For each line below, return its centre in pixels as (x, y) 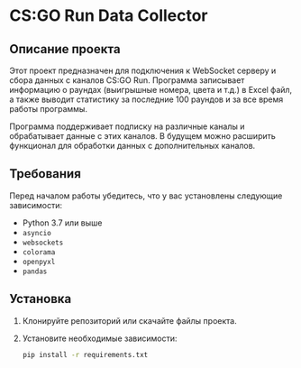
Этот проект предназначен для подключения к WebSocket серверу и (143, 70)
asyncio (36, 233)
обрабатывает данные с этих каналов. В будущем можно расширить (143, 136)
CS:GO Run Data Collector (109, 16)
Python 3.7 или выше (62, 223)
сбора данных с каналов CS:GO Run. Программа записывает (127, 80)
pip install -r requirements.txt (85, 354)
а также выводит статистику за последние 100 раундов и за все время (146, 99)
